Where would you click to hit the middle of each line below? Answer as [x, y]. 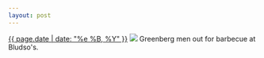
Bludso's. [23, 47]
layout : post [30, 15]
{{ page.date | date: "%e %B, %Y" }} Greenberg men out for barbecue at [132, 38]
